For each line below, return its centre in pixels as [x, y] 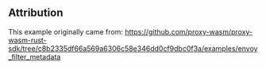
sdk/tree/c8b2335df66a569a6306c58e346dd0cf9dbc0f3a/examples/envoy [133, 48]
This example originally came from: [66, 31]
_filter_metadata [35, 56]
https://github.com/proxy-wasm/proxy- [189, 31]
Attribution [36, 13]
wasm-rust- [28, 40]
